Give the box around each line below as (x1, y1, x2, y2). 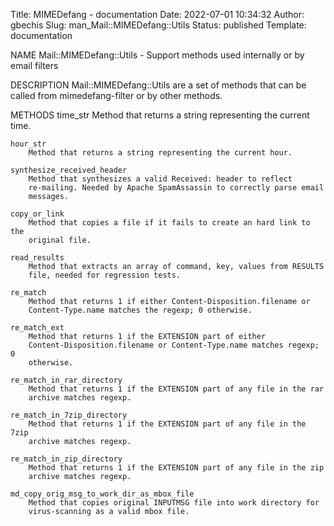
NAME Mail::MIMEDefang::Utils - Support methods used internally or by (10, 49, 305, 61)
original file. (28, 235, 92, 245)
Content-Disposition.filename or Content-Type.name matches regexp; (28, 340, 320, 350)
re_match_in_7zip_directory (10, 410, 128, 420)
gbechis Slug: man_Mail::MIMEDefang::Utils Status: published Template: (10, 19, 307, 31)
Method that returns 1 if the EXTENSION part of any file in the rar (28, 384, 325, 394)
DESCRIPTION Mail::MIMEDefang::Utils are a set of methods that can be (10, 79, 307, 91)
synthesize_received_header (10, 165, 128, 175)
